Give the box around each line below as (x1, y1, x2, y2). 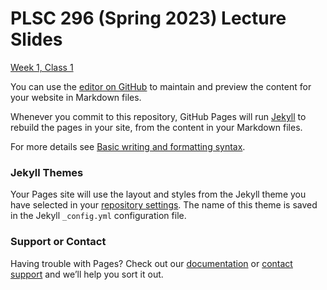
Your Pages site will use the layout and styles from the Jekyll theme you (10, 188, 307, 201)
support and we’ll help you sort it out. (10, 268, 164, 280)
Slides (10, 28, 63, 51)
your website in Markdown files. (10, 91, 142, 103)
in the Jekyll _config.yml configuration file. (10, 210, 187, 222)
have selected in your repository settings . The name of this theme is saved (10, 199, 318, 211)
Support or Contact (10, 235, 107, 249)
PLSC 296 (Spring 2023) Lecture (10, 7, 287, 30)
